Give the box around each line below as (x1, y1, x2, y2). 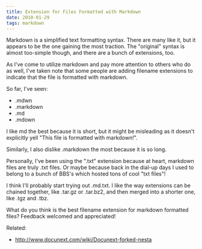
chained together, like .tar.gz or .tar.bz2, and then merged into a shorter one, (6, 188, 196, 195)
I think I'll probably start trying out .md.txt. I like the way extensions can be (6, 182, 191, 189)
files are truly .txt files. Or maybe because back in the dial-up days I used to (6, 164, 194, 171)
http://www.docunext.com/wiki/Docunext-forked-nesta (14, 236, 152, 244)
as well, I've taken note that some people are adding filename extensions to (6, 67, 194, 75)
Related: (6, 224, 27, 232)
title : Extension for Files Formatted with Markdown (6, 8, 141, 15)
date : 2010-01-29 (6, 14, 50, 20)
